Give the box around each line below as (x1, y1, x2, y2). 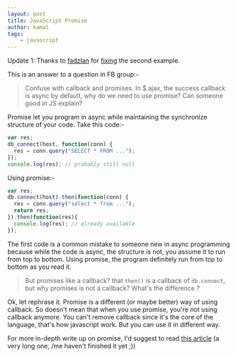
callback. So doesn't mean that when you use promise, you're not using (7, 305, 218, 314)
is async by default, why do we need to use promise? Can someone (24, 92, 223, 100)
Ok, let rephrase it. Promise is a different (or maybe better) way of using (7, 297, 218, 306)
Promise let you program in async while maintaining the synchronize (7, 113, 208, 122)
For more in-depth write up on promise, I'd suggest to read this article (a (7, 334, 219, 342)
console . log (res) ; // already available (14, 220, 135, 228)
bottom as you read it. (7, 262, 72, 271)
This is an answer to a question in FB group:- (7, 70, 139, 79)
